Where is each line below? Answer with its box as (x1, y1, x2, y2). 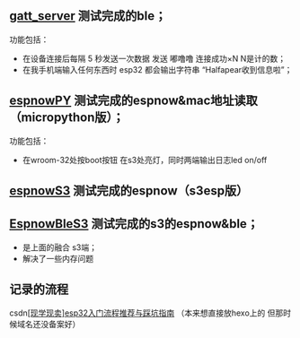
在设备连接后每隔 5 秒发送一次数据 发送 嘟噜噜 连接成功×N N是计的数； (22, 53, 287, 64)
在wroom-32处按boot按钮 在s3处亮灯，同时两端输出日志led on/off (22, 154, 268, 165)
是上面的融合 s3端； (22, 241, 97, 253)
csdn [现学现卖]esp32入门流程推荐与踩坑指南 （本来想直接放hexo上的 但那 (9, 308, 284, 318)
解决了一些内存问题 (22, 253, 94, 264)
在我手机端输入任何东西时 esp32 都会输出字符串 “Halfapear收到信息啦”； (22, 64, 293, 74)
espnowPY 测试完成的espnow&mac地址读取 (9, 93, 259, 108)
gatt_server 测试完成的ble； (9, 8, 167, 24)
